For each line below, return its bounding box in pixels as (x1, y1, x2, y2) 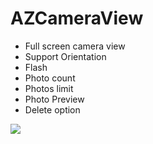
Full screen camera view (24, 40, 126, 52)
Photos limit (24, 82, 74, 94)
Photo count (24, 72, 76, 84)
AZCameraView (10, 7, 144, 30)
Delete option (24, 103, 81, 116)
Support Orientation (24, 50, 107, 62)
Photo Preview (24, 93, 85, 105)
